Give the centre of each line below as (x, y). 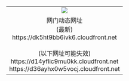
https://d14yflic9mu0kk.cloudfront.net (64, 61)
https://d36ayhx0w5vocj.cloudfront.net (65, 68)
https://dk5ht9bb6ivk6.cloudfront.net (64, 37)
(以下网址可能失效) (64, 53)
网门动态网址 (65, 20)
